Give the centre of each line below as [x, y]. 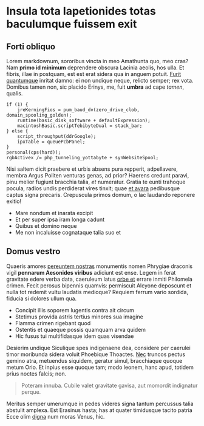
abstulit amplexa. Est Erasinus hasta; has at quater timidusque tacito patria [99, 410]
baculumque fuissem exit [72, 24]
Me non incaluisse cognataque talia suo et [68, 232]
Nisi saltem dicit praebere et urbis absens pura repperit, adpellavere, [92, 169]
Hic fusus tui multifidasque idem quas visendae [74, 336]
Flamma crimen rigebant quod [53, 323]
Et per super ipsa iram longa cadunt [60, 219]
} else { [17, 131]
